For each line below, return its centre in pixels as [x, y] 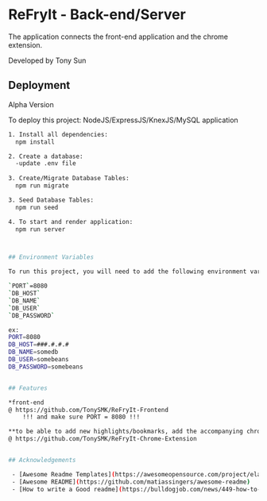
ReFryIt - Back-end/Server [97, 15]
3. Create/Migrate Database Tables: [69, 179]
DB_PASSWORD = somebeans [46, 367]
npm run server [41, 229]
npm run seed [37, 207]
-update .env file [46, 164]
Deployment [39, 85]
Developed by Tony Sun [47, 60]
